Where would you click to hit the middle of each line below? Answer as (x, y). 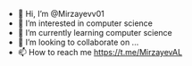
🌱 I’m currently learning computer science (95, 33)
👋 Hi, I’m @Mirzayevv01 (61, 14)
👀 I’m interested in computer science (85, 23)
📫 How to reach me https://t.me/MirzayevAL (100, 52)
